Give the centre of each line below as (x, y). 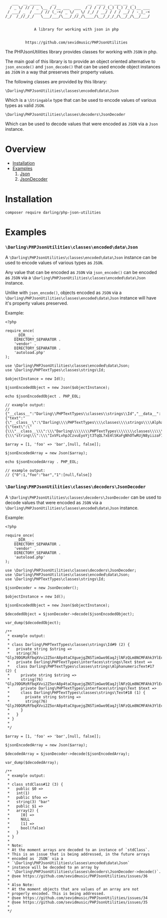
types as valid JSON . (25, 105)
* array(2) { (23, 810)
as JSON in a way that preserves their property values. (60, 72)
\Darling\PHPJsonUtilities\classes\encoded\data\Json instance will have (81, 298)
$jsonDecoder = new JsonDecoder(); (42, 588)
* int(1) (18, 793)
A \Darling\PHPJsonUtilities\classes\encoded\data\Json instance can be (81, 258)
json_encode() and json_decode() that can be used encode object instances (83, 67)
